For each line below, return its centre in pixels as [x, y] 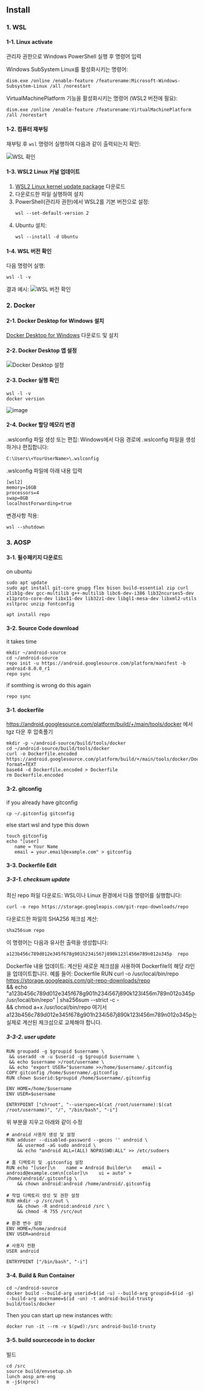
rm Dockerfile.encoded [35, 776]
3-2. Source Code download [42, 628]
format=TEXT [21, 765]
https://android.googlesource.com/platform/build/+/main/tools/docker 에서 [100, 724]
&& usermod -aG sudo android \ [57, 1146]
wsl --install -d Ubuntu [46, 237]
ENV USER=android [28, 1234]
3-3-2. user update [31, 1037]
